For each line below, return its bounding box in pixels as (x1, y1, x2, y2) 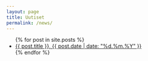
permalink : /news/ (6, 20, 53, 26)
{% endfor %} (15, 49, 50, 56)
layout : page (6, 8, 39, 15)
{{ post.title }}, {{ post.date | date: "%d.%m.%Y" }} (15, 42, 142, 50)
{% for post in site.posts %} (15, 36, 85, 44)
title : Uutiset (6, 14, 45, 20)
